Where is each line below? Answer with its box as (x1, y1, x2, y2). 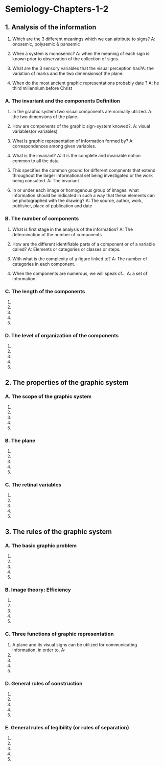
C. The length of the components (5, 288, 85, 295)
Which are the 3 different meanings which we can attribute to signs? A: (12, 36, 156, 42)
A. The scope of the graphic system (5, 393, 92, 400)
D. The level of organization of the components (5, 332, 119, 339)
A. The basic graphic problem (5, 542, 77, 549)
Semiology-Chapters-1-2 (5, 3, 109, 15)
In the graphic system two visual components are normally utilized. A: (12, 109, 153, 115)
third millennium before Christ (12, 85, 72, 91)
